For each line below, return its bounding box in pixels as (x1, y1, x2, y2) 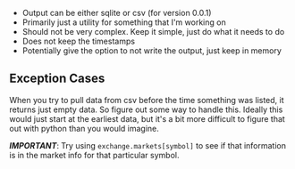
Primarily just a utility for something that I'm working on (21, 17, 226, 28)
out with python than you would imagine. (9, 123, 159, 133)
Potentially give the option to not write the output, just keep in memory (21, 45, 282, 56)
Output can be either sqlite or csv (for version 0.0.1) (21, 8, 212, 18)
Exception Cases (9, 71, 105, 86)
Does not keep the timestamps (21, 36, 136, 46)
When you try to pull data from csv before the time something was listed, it (9, 94, 284, 105)
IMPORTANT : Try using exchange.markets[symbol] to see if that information (9, 140, 287, 150)
